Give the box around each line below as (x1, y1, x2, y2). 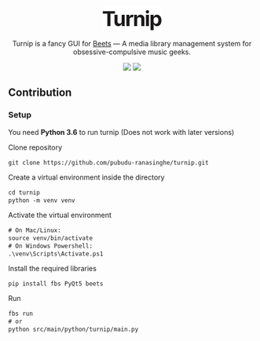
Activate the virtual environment (8, 210, 112, 219)
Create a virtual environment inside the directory (8, 172, 165, 182)
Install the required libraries (8, 263, 97, 273)
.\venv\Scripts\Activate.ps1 (8, 249, 104, 258)
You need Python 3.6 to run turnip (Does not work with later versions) (8, 127, 235, 136)
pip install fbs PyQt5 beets (8, 280, 104, 288)
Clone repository (8, 143, 63, 152)
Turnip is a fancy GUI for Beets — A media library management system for (12, 39, 252, 48)
